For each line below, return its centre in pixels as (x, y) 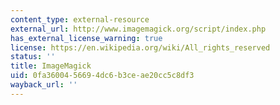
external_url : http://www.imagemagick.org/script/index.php (138, 29)
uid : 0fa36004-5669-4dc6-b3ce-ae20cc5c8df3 (102, 76)
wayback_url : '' (44, 85)
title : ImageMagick (51, 66)
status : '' (33, 57)
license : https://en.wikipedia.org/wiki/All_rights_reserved (140, 47)
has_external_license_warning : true (86, 38)
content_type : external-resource (80, 19)
